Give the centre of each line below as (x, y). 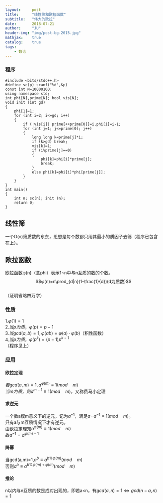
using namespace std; (28, 93)
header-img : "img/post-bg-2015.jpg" (43, 33)
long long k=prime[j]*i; (57, 137)
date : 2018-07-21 (30, 24)
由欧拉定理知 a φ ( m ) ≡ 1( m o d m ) (38, 428)
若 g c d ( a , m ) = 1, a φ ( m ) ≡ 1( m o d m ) (42, 384)
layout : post (23, 10)
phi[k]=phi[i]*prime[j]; (66, 159)
